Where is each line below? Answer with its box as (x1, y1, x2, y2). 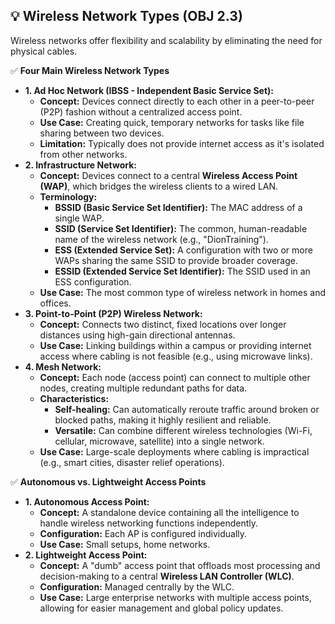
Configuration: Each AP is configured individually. (39, 527, 248, 539)
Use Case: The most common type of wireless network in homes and (39, 286, 327, 298)
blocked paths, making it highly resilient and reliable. (54, 414, 272, 426)
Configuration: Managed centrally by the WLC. (39, 580, 235, 593)
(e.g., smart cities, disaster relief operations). (39, 456, 225, 468)
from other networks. (39, 148, 128, 160)
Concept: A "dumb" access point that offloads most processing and (39, 559, 321, 571)
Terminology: (39, 190, 98, 203)
